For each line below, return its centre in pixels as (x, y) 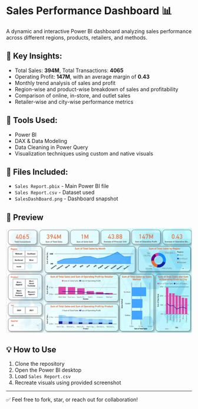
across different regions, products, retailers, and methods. (77, 37)
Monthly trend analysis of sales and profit (65, 83)
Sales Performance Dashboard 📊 (89, 11)
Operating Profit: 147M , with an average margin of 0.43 (82, 76)
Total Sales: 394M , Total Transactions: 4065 (69, 70)
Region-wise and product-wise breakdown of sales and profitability (96, 89)
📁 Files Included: (37, 172)
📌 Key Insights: (34, 56)
